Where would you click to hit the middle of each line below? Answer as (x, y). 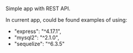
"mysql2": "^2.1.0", (37, 37)
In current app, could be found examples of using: (66, 20)
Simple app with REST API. (38, 9)
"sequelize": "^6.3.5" (39, 44)
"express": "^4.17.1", (38, 31)
